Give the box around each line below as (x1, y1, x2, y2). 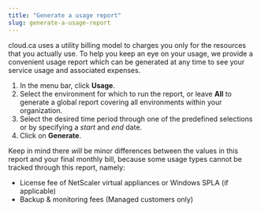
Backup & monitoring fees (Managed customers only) (19, 194, 194, 204)
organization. (19, 105, 63, 115)
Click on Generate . (19, 130, 81, 140)
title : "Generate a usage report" (8, 11, 122, 20)
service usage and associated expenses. (8, 65, 141, 75)
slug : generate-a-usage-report (8, 19, 111, 27)
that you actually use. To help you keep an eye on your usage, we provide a (8, 49, 254, 58)
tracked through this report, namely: (8, 163, 125, 172)
